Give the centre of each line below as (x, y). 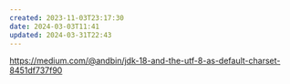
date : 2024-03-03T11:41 (55, 26)
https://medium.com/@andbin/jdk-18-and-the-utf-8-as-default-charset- (145, 61)
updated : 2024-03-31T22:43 (61, 35)
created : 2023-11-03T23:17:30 (67, 18)
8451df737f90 (36, 70)
